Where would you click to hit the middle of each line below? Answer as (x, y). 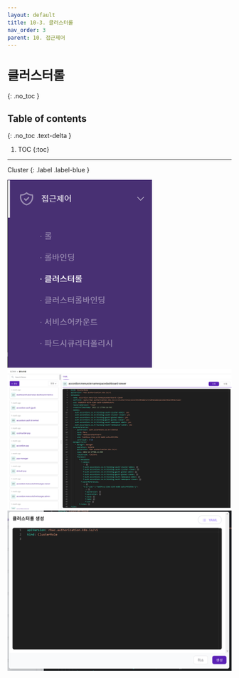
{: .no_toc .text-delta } (39, 136)
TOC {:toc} (33, 149)
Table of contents (47, 119)
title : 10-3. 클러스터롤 (40, 22)
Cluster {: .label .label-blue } (49, 170)
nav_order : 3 (27, 30)
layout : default (31, 15)
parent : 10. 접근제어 (36, 38)
